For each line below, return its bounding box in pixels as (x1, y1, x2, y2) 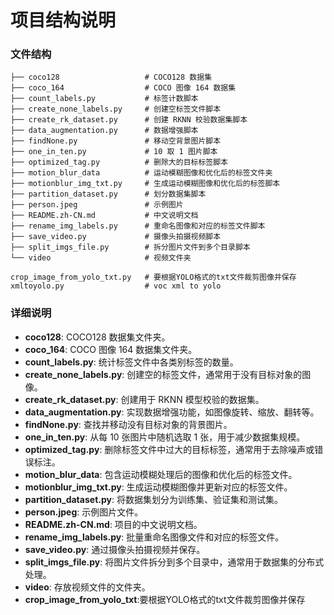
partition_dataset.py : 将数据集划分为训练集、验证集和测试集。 (24, 493, 283, 505)
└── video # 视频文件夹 (10, 253, 192, 263)
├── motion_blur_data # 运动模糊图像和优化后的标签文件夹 (10, 168, 273, 178)
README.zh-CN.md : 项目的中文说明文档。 (24, 518, 203, 530)
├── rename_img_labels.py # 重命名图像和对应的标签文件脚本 (10, 221, 266, 231)
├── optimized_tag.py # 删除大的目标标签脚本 (10, 157, 228, 168)
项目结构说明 (10, 9, 117, 32)
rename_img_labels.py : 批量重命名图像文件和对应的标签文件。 (24, 531, 285, 543)
